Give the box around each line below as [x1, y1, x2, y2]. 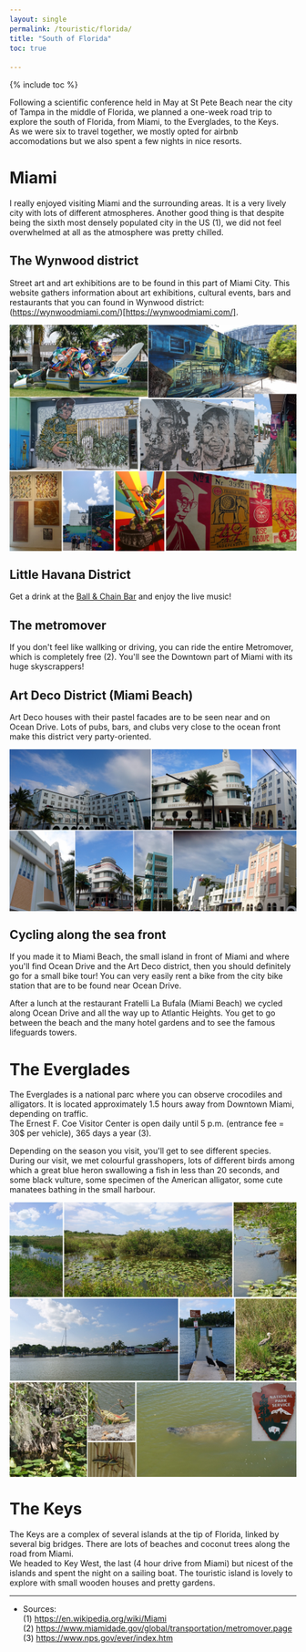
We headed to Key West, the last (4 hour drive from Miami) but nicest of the [9, 1558, 293, 1569]
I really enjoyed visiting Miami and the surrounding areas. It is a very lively [9, 198, 287, 209]
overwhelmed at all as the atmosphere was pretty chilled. [9, 227, 225, 238]
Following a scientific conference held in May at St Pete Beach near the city [9, 97, 293, 108]
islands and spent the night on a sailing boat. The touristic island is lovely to [9, 1568, 293, 1579]
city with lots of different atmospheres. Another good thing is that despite [9, 208, 285, 219]
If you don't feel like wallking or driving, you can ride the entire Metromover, [9, 642, 294, 653]
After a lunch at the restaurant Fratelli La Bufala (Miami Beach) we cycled [9, 998, 283, 1009]
